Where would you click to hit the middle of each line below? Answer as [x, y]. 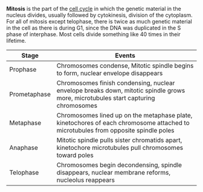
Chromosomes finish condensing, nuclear [116, 83]
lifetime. [16, 41]
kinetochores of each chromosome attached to [123, 123]
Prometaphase [30, 94]
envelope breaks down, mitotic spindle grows [121, 91]
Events [125, 55]
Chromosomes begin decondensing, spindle [119, 165]
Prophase [23, 70]
